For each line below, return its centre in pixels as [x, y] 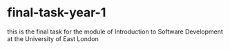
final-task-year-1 [57, 13]
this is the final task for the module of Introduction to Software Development [115, 32]
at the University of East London [53, 38]
